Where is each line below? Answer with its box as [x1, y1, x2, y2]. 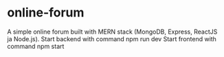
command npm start [7, 42, 65, 50]
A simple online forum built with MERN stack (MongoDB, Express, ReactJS [7, 27, 218, 36]
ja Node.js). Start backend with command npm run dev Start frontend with [7, 34, 216, 43]
